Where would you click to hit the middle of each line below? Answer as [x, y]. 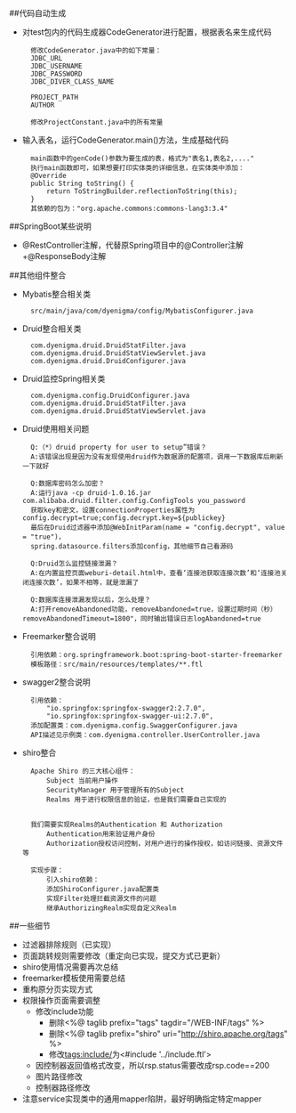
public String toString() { [83, 183]
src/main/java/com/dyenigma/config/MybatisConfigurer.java [142, 311]
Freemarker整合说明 [59, 636]
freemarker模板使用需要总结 [74, 978]
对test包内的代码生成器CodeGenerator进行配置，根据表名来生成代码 [147, 32]
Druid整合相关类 [52, 329]
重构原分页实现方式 [57, 989]
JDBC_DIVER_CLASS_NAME [72, 82]
